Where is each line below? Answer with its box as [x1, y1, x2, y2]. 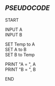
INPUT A [5, 27, 23, 32]
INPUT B [5, 31, 22, 37]
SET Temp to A [5, 41, 35, 47]
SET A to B [5, 46, 27, 52]
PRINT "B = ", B [5, 66, 36, 72]
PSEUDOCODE [5, 4, 50, 12]
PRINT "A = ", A [5, 61, 36, 67]
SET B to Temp [5, 52, 35, 57]
